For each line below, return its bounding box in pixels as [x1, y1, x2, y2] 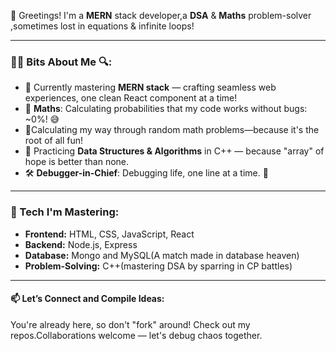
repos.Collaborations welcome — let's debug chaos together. [10, 329, 263, 341]
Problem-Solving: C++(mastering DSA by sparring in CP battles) [24, 260, 293, 272]
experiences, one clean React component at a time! [24, 92, 238, 104]
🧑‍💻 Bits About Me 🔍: [10, 55, 113, 69]
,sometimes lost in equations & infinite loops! [10, 20, 195, 32]
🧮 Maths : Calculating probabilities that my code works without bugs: [24, 103, 308, 115]
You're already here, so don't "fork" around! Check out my [10, 318, 251, 330]
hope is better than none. [24, 156, 130, 168]
